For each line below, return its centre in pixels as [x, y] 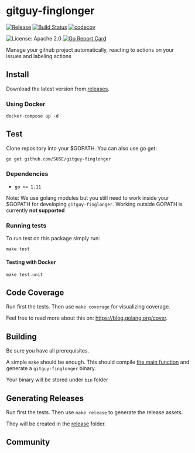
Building [21, 336]
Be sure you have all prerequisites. [48, 351]
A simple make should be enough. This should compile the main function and [98, 362]
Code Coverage [35, 293]
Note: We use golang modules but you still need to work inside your [88, 198]
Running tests [26, 226]
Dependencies [27, 173]
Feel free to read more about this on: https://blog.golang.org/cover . [87, 318]
